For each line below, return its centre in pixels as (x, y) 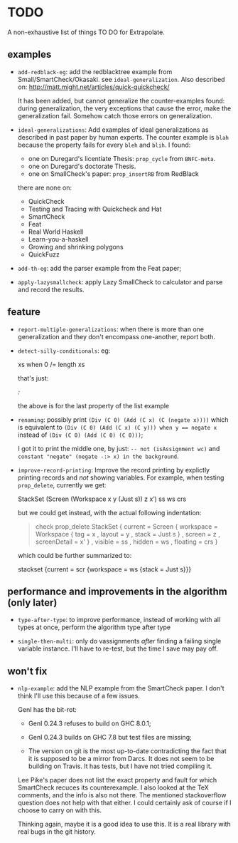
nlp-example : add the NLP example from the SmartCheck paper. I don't (121, 688)
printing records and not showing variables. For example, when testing (121, 477)
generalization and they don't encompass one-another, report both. (116, 336)
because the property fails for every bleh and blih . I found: (104, 145)
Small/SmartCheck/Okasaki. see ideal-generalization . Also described (121, 79)
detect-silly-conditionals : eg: (64, 351)
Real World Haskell (56, 232)
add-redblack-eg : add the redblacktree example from (95, 71)
